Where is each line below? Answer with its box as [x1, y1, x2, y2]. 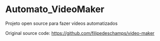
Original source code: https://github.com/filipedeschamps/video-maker [5, 30, 155, 36]
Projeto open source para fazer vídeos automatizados [5, 20, 118, 26]
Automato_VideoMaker [5, 4, 105, 15]
